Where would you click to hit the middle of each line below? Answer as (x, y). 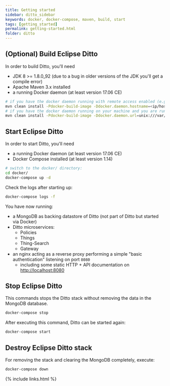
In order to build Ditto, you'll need (40, 66)
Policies (28, 232)
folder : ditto (20, 33)
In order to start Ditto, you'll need (40, 144)
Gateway (29, 249)
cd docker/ (17, 173)
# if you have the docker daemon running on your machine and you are (81, 111)
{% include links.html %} (31, 379)
